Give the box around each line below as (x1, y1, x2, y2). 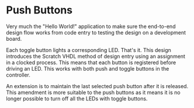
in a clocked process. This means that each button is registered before (6, 59, 176, 66)
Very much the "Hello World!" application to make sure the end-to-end (6, 23, 176, 30)
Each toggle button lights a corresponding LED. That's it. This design (6, 46, 171, 53)
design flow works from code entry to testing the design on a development (6, 29, 186, 36)
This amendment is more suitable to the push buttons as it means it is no (6, 89, 181, 96)
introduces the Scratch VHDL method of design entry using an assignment (6, 53, 186, 60)
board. (6, 35, 22, 42)
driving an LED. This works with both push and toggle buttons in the (6, 65, 169, 72)
